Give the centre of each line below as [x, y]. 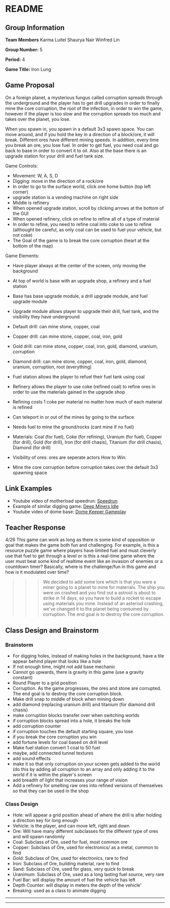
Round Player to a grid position [45, 683]
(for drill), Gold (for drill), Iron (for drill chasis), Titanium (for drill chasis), [88, 442]
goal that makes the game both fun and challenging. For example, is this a [82, 545]
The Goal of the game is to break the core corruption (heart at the [81, 240]
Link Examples [29, 489]
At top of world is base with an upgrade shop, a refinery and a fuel [82, 280]
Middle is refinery [31, 202]
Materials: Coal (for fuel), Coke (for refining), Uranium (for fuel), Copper [87, 436]
